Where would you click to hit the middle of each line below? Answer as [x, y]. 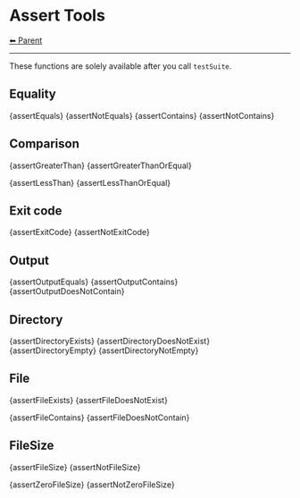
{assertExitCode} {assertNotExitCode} [79, 232]
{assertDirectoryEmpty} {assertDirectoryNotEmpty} [104, 350]
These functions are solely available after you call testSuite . [121, 66]
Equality [33, 94]
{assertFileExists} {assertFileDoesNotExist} [88, 400]
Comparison [45, 144]
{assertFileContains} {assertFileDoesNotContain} [100, 418]
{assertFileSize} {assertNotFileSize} [75, 467]
